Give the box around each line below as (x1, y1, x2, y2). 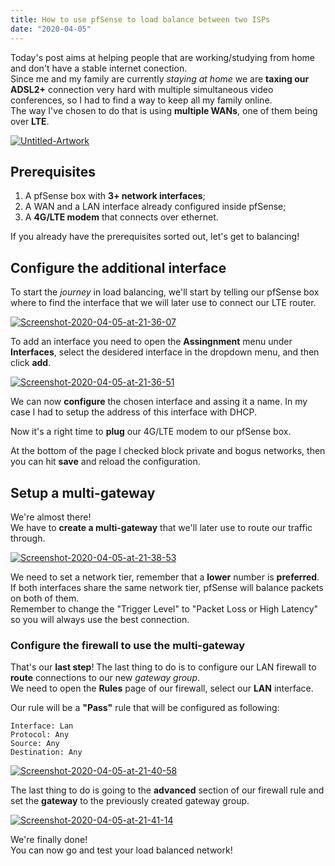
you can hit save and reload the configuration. (10, 456, 201, 468)
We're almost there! (10, 511, 92, 523)
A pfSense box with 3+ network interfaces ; (24, 190, 206, 202)
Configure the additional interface (10, 259, 227, 276)
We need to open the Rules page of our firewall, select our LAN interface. (10, 682, 314, 695)
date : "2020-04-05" (10, 24, 92, 34)
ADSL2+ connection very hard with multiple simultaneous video (10, 83, 274, 95)
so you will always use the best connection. (10, 613, 190, 625)
